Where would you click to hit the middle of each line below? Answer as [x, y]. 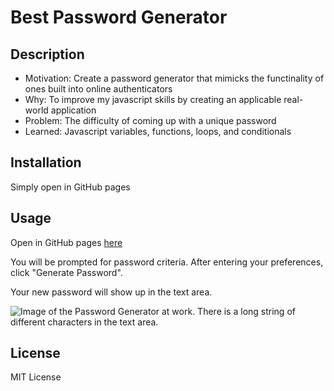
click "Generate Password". [66, 272]
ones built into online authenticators [98, 89]
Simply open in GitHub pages [70, 187]
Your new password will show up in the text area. [111, 292]
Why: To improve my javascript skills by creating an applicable [153, 99]
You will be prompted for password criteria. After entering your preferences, [167, 262]
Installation [46, 162]
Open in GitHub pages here [66, 242]
